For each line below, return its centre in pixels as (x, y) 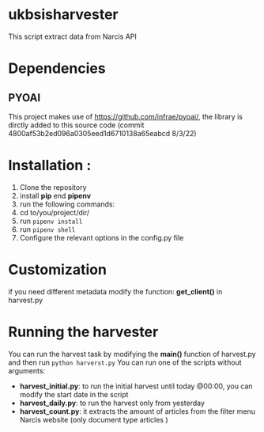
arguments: (27, 370)
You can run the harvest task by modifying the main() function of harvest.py (132, 354)
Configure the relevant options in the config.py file (102, 237)
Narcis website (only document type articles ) (94, 419)
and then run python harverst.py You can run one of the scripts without (125, 362)
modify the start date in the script (74, 394)
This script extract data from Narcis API (72, 36)
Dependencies (57, 68)
